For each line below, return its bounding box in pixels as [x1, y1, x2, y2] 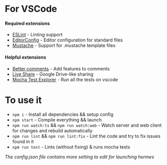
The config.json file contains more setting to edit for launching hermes [5, 154, 155, 160]
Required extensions [5, 20, 50, 26]
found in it [12, 138, 34, 145]
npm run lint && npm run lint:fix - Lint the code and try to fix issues [12, 133, 161, 139]
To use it [5, 94, 42, 106]
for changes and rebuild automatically [12, 127, 93, 133]
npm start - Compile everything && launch [12, 116, 102, 123]
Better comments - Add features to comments [12, 65, 110, 72]
